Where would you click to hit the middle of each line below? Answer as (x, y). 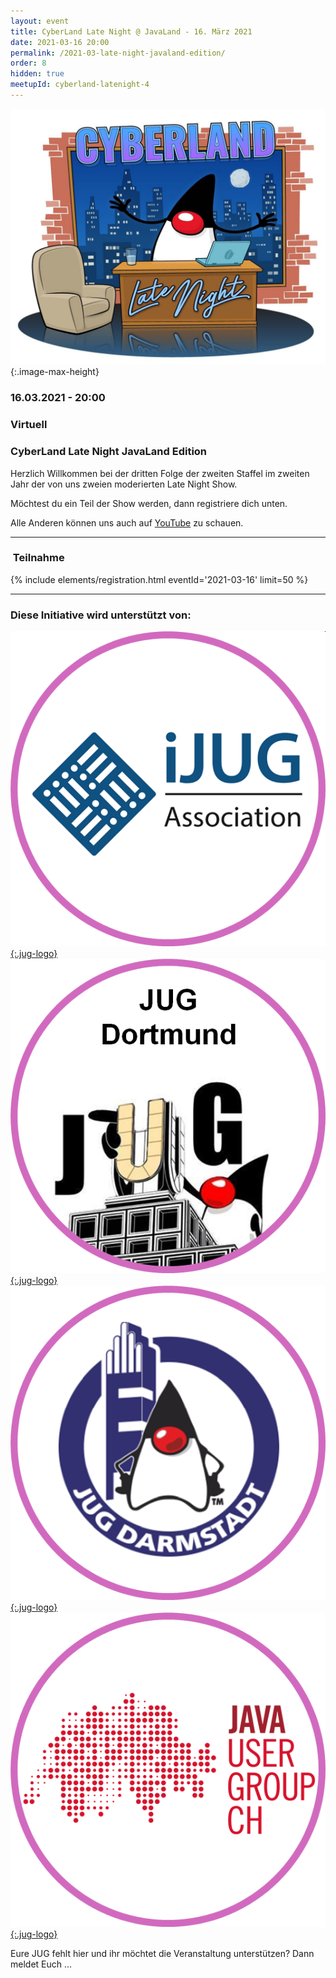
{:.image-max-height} (55, 372)
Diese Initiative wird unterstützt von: (101, 615)
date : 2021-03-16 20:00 (60, 42)
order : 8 (28, 63)
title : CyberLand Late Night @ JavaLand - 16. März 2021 (131, 31)
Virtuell (29, 425)
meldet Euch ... (41, 1964)
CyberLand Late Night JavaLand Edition (109, 452)
